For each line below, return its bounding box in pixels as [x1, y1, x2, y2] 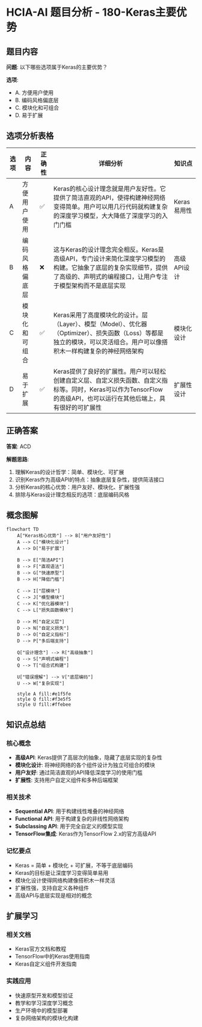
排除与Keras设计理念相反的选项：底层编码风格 [14, 491, 130, 498]
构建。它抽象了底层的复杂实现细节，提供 [53, 263, 168, 271]
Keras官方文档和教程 [14, 945, 67, 952]
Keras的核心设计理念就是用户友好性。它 [53, 184, 167, 193]
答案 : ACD [6, 443, 31, 450]
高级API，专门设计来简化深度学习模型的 [53, 254, 166, 262]
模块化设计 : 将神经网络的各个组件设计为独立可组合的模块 [14, 762, 155, 769]
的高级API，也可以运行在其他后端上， [53, 394, 160, 402]
